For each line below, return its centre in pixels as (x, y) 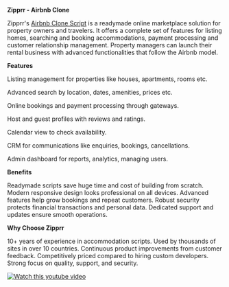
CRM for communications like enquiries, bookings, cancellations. (99, 146)
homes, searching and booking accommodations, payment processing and (113, 38)
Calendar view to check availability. (57, 132)
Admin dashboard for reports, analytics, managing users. (87, 159)
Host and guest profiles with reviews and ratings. (76, 119)
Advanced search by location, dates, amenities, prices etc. (90, 92)
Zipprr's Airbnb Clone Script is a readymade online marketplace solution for (114, 23)
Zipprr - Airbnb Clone (38, 10)
